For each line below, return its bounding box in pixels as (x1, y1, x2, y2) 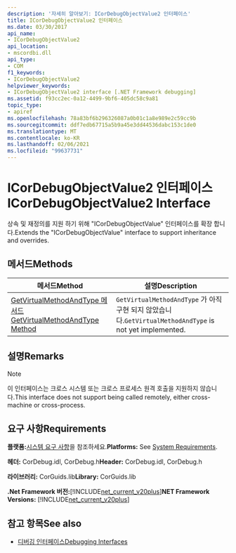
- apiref (7, 108, 33, 115)
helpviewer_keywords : (7, 82, 71, 89)
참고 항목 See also (7, 517, 82, 529)
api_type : (7, 56, 37, 63)
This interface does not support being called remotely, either (14, 393, 190, 401)
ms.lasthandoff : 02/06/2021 (7, 141, 90, 148)
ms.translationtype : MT (7, 128, 77, 135)
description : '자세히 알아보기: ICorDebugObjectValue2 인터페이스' (7, 10, 191, 18)
